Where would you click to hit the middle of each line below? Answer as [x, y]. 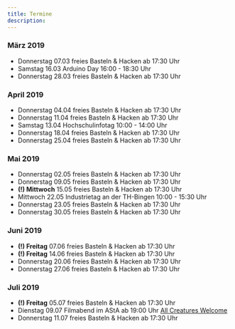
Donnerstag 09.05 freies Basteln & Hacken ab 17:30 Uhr [99, 182]
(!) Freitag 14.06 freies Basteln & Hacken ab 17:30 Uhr [96, 254]
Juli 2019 [23, 287]
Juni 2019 [25, 231]
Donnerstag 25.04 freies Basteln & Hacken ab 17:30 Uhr [99, 140]
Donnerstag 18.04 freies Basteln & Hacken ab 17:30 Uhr [98, 133]
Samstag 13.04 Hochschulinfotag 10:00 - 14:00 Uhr [92, 125]
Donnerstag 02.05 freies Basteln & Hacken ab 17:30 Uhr [99, 174]
